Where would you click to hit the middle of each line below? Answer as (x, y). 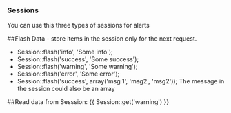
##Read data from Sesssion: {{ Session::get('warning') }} (88, 102)
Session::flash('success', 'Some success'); (78, 59)
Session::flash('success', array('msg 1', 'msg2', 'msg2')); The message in (121, 81)
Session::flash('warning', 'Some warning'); (77, 67)
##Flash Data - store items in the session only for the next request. (102, 39)
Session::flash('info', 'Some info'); (65, 52)
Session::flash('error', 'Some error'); (68, 74)
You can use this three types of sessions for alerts (78, 25)
